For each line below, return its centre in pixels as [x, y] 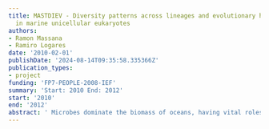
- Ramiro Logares [37, 46]
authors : [23, 30]
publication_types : [41, 68]
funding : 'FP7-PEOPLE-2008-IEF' [62, 83]
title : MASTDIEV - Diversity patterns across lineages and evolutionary [132, 16]
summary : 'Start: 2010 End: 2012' [66, 90]
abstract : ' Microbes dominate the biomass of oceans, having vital [125, 113]
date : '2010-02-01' [41, 53]
